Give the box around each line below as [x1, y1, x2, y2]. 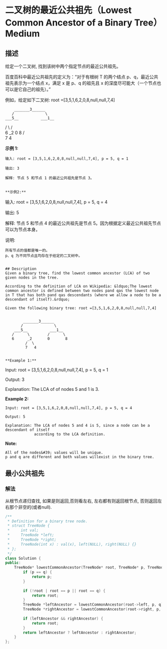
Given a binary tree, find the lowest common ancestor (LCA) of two [5, 271, 150, 276]
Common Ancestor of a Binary [5, 17, 133, 28]
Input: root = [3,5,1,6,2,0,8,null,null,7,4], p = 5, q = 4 [5, 405, 133, 410]
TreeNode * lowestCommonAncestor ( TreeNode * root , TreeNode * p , [14, 565, 146, 570]
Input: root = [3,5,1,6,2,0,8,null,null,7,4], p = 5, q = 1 [5, 367, 108, 372]
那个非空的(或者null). [9, 504, 52, 510]
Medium [5, 28, 40, 39]
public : [5, 560, 21, 566]
